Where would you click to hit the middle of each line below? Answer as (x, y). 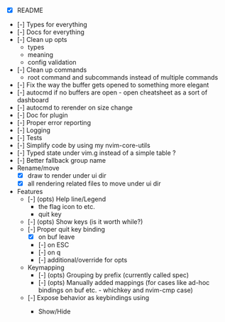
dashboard (33, 100)
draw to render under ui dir (67, 176)
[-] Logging (34, 130)
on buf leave (56, 237)
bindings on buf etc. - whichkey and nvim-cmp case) (115, 290)
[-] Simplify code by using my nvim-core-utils (83, 146)
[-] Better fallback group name (61, 161)
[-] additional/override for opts (83, 260)
